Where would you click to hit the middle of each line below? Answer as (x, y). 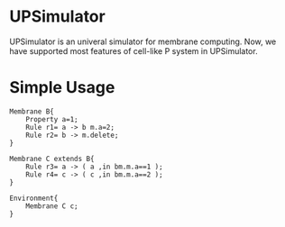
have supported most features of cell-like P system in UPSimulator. (134, 50)
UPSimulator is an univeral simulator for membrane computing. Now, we (143, 41)
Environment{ (34, 198)
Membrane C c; (52, 206)
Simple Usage (62, 88)
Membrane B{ (32, 111)
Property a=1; (52, 119)
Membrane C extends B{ (52, 159)
